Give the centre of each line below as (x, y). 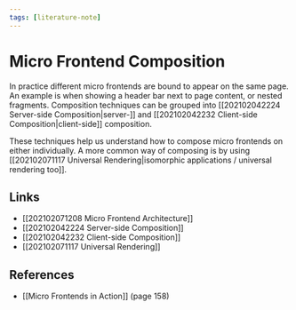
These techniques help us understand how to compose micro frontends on (146, 141)
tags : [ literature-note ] (55, 17)
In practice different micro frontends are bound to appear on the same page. (149, 86)
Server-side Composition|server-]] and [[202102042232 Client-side (133, 114)
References (42, 275)
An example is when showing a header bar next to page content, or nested (146, 95)
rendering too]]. (38, 169)
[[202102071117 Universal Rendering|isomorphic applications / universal (141, 160)
